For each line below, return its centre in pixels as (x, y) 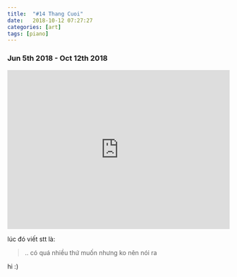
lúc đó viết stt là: (31, 239)
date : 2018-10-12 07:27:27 (50, 20)
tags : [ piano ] (28, 34)
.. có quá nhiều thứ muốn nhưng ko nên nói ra (91, 252)
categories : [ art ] (34, 27)
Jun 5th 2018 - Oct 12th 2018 (57, 59)
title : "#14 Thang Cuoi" (45, 14)
